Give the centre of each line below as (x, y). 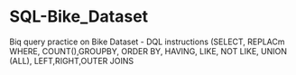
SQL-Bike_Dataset (79, 17)
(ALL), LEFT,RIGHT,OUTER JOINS (71, 61)
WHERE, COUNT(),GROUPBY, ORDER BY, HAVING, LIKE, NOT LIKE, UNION (148, 51)
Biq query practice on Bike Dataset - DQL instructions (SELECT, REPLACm (148, 42)
